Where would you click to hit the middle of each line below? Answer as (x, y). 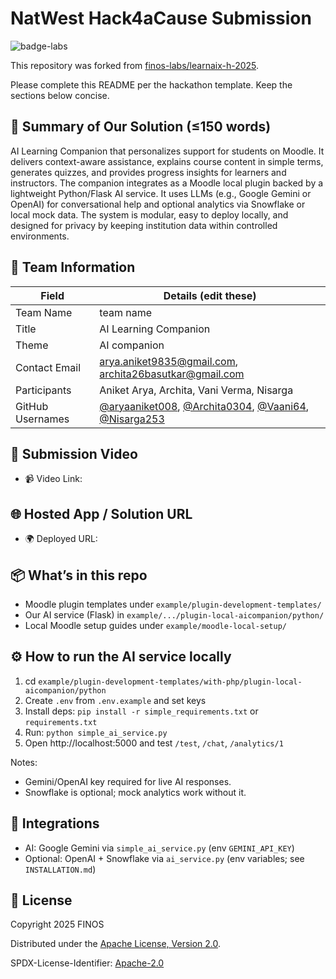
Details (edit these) (210, 295)
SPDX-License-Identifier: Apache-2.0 (87, 963)
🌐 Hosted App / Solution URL (101, 513)
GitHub (32, 406)
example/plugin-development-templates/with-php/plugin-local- (170, 682)
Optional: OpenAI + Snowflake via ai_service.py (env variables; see (164, 858)
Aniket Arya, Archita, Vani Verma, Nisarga (196, 390)
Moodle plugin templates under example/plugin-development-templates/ (173, 604)
